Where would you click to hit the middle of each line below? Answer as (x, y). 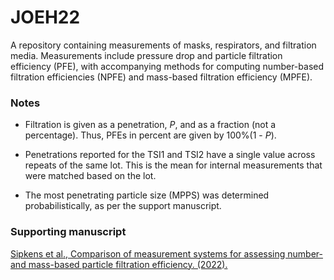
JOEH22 (45, 17)
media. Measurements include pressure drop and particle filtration (146, 55)
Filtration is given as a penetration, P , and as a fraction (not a (150, 125)
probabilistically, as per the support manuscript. (123, 206)
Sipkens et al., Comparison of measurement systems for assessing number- (166, 253)
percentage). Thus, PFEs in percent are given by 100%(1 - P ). (150, 135)
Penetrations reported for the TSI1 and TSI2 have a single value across (170, 155)
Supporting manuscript (68, 232)
